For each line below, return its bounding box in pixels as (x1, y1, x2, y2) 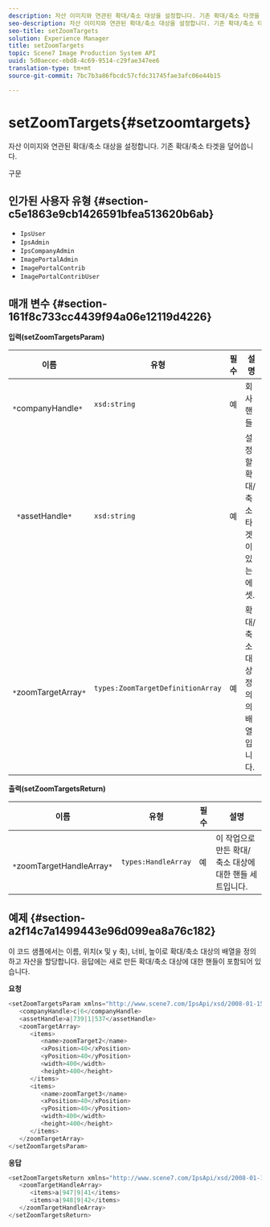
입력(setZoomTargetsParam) (8, 332, 105, 342)
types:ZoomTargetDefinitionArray (93, 684, 223, 693)
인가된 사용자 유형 (8, 194, 92, 208)
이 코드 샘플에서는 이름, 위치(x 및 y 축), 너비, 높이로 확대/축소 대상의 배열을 (8, 947, 242, 955)
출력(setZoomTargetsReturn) (8, 784, 106, 794)
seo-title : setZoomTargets (8, 27, 99, 35)
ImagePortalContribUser (19, 273, 100, 281)
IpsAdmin (19, 238, 50, 247)
